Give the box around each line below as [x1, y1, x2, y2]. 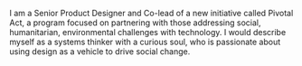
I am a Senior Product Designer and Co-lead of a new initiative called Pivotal [9, 8, 294, 18]
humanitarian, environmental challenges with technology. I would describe [9, 27, 287, 37]
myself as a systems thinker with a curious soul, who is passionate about [9, 36, 281, 47]
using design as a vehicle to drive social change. [9, 46, 191, 57]
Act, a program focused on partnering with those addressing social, [9, 17, 261, 28]
